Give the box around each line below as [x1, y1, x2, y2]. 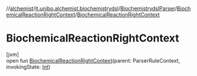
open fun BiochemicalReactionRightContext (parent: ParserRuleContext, [6, 57, 180, 64]
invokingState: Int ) [6, 63, 51, 70]
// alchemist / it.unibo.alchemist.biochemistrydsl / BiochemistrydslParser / [6, 5, 177, 12]
